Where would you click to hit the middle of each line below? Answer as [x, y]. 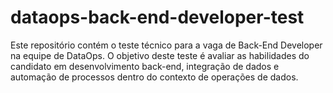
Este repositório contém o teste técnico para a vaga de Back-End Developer [166, 45]
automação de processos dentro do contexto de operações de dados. [154, 77]
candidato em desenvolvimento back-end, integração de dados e [145, 66]
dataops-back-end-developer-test [157, 17]
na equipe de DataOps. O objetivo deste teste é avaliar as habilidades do [160, 55]
